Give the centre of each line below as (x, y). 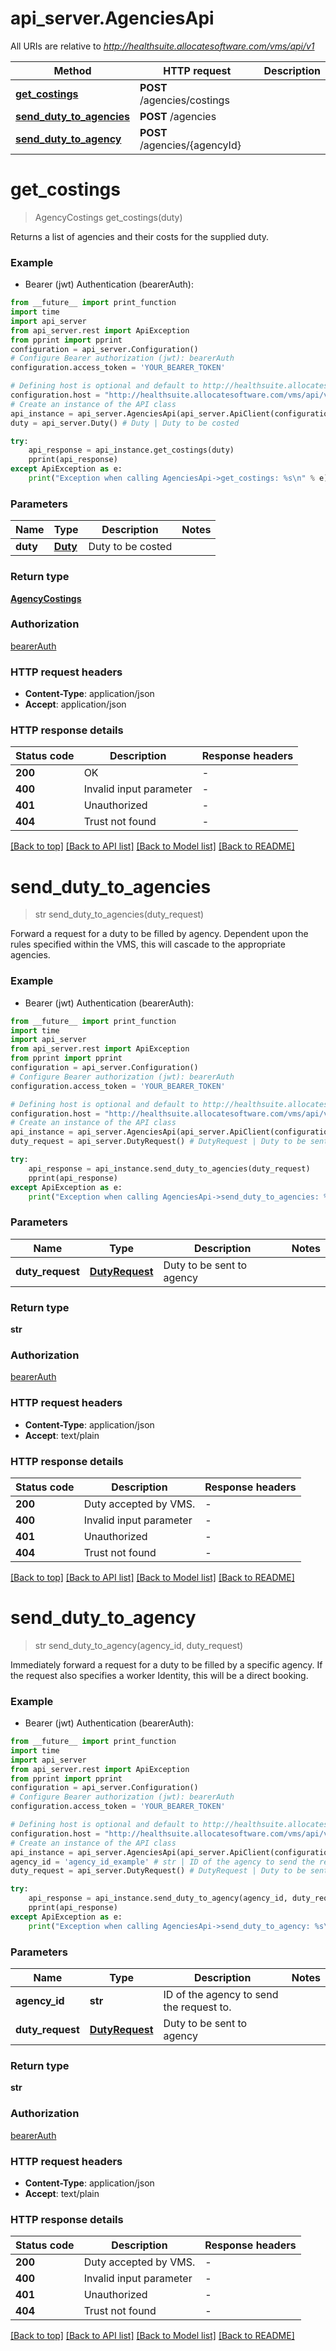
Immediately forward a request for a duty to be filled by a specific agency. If (166, 1664)
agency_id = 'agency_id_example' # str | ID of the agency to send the (162, 1862)
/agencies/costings (184, 100)
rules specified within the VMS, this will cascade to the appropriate (148, 944)
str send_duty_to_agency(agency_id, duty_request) (139, 1645)
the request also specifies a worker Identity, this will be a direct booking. (159, 1675)
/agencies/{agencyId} (190, 145)
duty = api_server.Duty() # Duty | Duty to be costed (125, 423)
